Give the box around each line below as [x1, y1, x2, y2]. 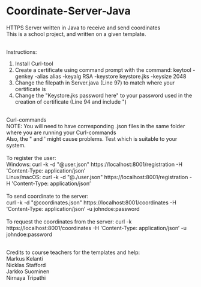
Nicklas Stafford [6, 261, 46, 268]
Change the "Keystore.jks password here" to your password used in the [14, 92, 193, 99]
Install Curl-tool [14, 60, 53, 67]
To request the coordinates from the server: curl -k [6, 217, 132, 225]
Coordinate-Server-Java [6, 4, 131, 18]
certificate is [14, 85, 46, 92]
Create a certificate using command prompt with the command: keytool [14, 66, 192, 73]
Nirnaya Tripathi [6, 274, 46, 281]
